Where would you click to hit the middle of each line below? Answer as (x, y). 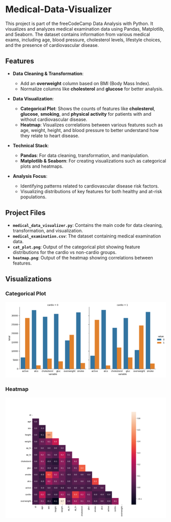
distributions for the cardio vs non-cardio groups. (65, 252)
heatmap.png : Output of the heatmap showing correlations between (83, 257)
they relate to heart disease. (50, 136)
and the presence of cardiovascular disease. (52, 45)
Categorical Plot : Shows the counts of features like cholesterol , (88, 109)
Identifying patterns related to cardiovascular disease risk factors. (90, 186)
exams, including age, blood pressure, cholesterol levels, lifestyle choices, (83, 40)
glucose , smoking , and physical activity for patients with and (86, 114)
